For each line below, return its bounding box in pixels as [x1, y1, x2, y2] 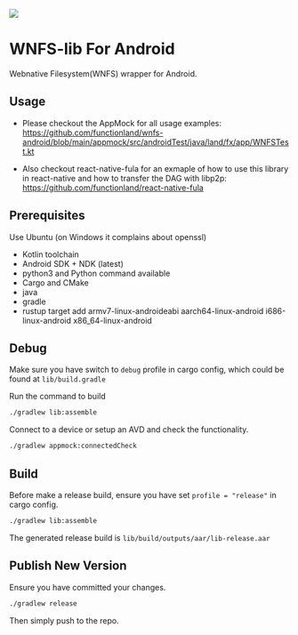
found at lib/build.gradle [9, 374, 107, 384]
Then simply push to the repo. [9, 615, 119, 626]
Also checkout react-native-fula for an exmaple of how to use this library [21, 163, 289, 173]
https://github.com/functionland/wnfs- [21, 127, 164, 138]
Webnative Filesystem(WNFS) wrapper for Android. [9, 68, 197, 79]
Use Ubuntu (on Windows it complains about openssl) [9, 231, 207, 242]
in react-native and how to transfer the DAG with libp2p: [21, 173, 227, 183]
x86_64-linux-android [72, 315, 153, 326]
